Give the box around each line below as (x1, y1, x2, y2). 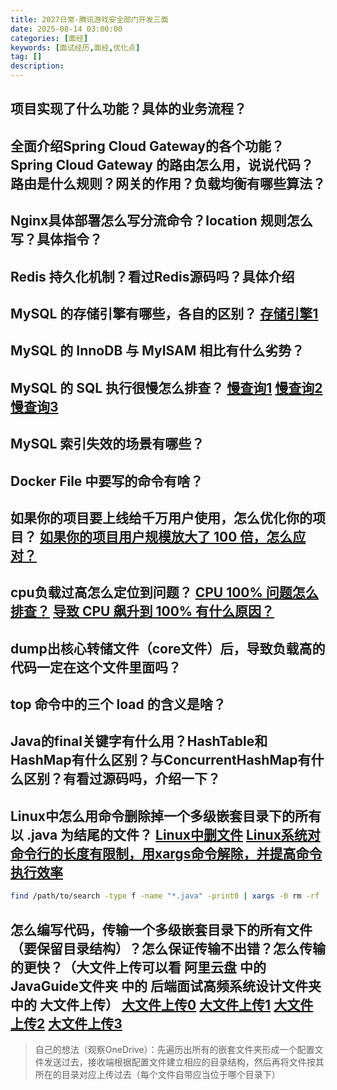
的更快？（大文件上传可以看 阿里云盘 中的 (10, 959, 267, 976)
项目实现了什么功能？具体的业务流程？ (10, 101, 247, 118)
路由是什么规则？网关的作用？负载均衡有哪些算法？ (10, 175, 326, 192)
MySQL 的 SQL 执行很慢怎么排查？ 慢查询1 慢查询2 (10, 379, 323, 396)
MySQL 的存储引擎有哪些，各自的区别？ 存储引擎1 (10, 305, 319, 322)
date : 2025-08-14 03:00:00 (10, 24, 123, 34)
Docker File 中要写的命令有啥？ (10, 472, 204, 490)
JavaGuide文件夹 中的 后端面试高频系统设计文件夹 (10, 977, 322, 995)
